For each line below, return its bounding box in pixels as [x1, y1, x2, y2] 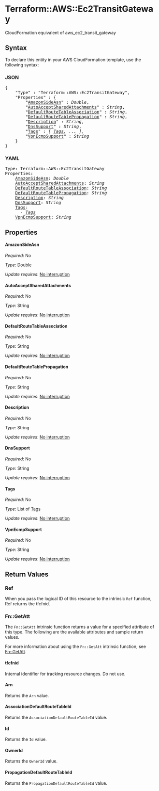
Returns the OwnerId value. [5, 758, 58, 764]
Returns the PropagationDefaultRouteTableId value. [5, 780, 108, 786]
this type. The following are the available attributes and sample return [5, 629, 144, 635]
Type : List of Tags [5, 506, 41, 512]
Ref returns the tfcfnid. [5, 601, 50, 607]
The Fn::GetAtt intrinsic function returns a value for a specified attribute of [5, 624, 155, 630]
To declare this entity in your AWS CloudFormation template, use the [5, 57, 141, 63]
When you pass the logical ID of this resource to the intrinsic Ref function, [5, 596, 152, 602]
